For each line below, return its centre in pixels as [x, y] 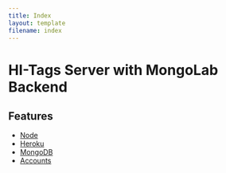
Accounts [35, 161]
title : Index [30, 16]
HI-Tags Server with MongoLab [113, 70]
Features [31, 116]
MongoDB [36, 152]
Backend [38, 86]
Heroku [32, 144]
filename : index [35, 30]
